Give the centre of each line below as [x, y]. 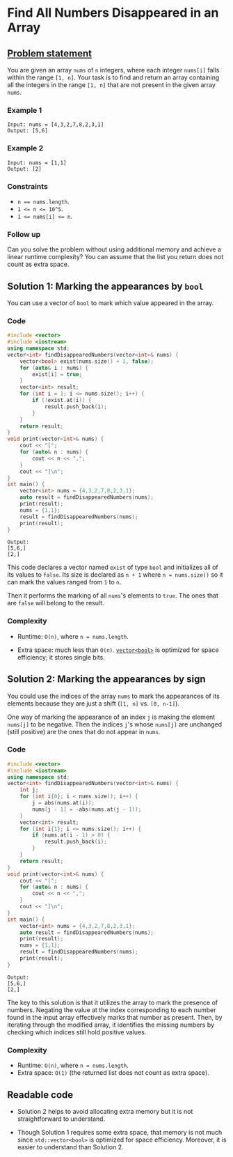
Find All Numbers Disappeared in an [113, 13]
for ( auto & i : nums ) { [54, 368]
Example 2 [25, 148]
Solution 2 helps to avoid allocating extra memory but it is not [105, 1111]
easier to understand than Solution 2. [70, 1147]
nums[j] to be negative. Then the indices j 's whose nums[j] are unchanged [115, 724]
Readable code [40, 1095]
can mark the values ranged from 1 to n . [64, 582]
